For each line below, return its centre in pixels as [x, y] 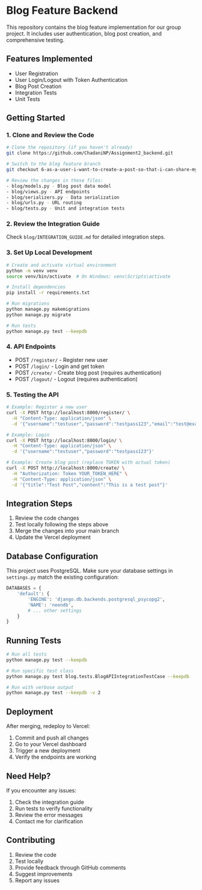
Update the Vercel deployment [53, 537]
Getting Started [36, 118]
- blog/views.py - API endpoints [48, 191]
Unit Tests [27, 99]
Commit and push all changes [52, 738]
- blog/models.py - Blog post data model [59, 186]
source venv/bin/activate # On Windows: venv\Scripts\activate [88, 276]
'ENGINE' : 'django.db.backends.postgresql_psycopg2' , [96, 599]
